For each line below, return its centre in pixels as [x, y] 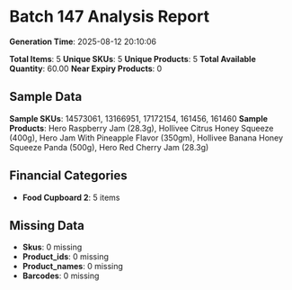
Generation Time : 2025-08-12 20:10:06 [83, 41]
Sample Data [46, 97]
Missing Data [47, 226]
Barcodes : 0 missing [61, 276]
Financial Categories [68, 176]
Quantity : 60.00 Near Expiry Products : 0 [86, 68]
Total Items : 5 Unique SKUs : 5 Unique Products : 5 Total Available [133, 59]
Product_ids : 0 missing [66, 257]
